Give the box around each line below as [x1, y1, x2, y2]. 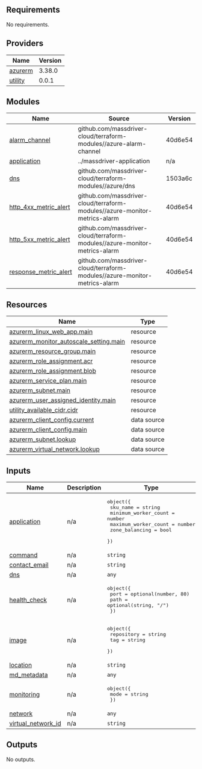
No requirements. [6, 20, 50, 28]
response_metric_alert [9, 268, 72, 276]
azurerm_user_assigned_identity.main [9, 396, 116, 404]
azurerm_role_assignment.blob [9, 367, 96, 375]
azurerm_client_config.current [9, 416, 94, 424]
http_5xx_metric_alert [9, 235, 70, 243]
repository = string [110, 631, 167, 638]
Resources [6, 300, 47, 310]
